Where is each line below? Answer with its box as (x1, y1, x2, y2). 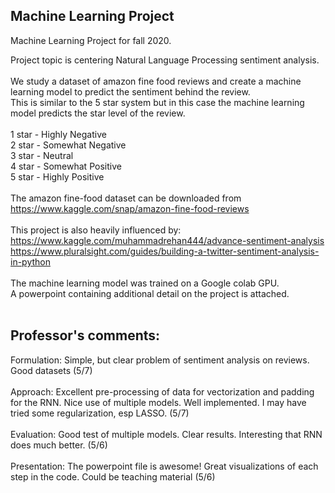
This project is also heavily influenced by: (10, 224, 182, 236)
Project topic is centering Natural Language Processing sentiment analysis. (10, 54, 320, 66)
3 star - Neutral (10, 149, 74, 161)
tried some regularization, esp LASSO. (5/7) (10, 407, 190, 419)
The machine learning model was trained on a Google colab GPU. (10, 277, 280, 289)
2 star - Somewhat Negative (10, 139, 127, 151)
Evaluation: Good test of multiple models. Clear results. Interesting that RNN (10, 428, 323, 440)
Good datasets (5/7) (10, 364, 93, 376)
